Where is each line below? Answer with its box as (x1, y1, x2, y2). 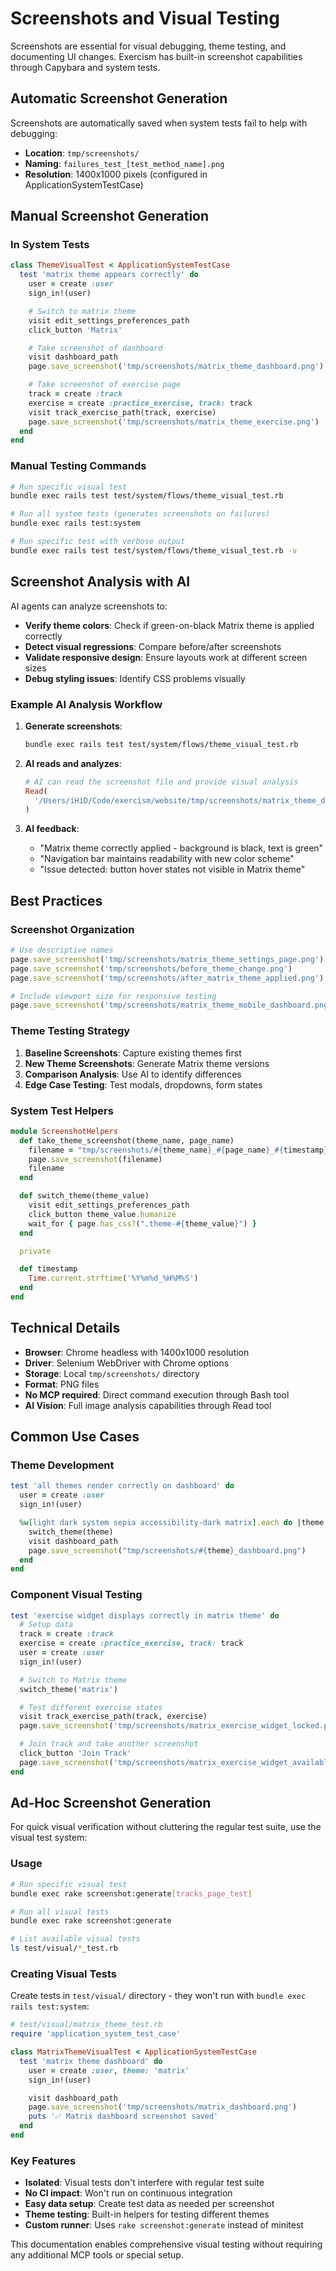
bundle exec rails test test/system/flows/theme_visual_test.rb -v (10, 545, 298, 556)
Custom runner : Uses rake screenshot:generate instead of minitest (24, 2219, 304, 2231)
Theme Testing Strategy (10, 1024, 131, 1038)
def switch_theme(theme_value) (19, 1191, 150, 1201)
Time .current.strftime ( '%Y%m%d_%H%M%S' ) (28, 1273, 199, 1284)
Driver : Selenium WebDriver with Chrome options (24, 1357, 230, 1369)
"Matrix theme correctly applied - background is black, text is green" (39, 842, 324, 854)
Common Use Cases (10, 1428, 140, 1446)
